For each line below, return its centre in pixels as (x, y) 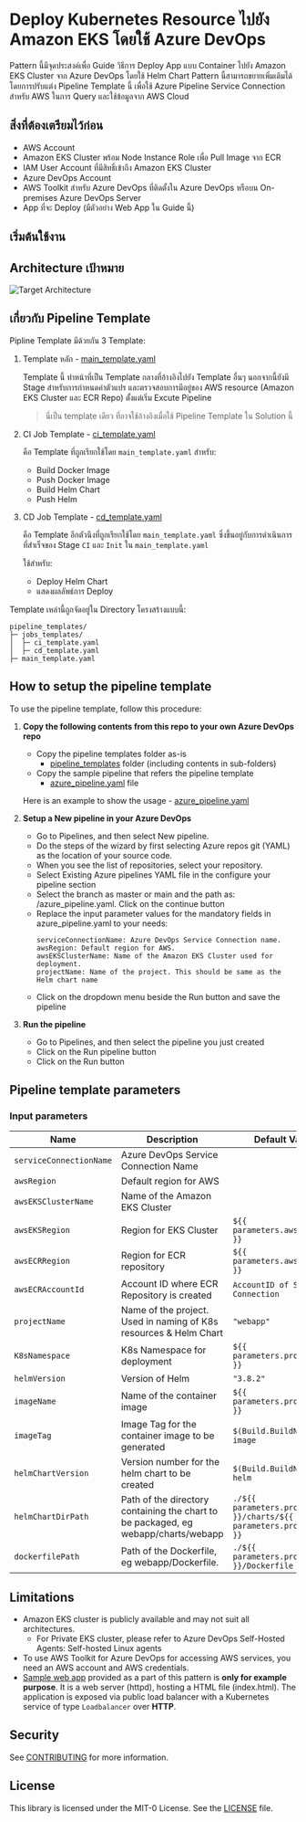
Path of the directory (165, 1500)
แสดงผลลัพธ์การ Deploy (75, 591)
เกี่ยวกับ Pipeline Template (80, 318)
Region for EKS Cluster (169, 1230)
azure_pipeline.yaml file (94, 783)
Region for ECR (153, 1256)
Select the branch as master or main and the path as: (136, 894)
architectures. (49, 1629)
